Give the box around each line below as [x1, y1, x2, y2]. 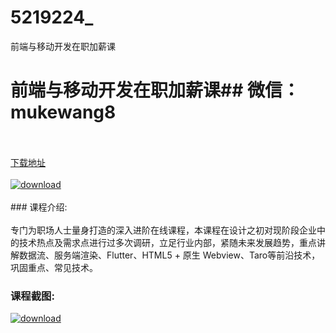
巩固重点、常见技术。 [10, 261, 98, 273]
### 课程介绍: [10, 201, 68, 213]
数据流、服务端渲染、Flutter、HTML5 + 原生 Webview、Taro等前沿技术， [18, 249, 321, 261]
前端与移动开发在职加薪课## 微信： [10, 79, 300, 102]
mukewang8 [10, 101, 117, 124]
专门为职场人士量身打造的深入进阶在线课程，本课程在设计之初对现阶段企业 [10, 224, 317, 236]
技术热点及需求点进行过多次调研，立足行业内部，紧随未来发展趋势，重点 [18, 236, 317, 248]
